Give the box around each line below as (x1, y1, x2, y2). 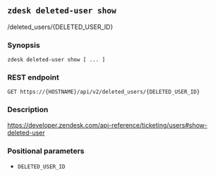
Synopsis (7, 40, 40, 50)
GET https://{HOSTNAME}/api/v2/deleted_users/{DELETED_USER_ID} (7, 88, 200, 96)
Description (7, 105, 49, 115)
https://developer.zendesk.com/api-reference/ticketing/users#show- (7, 121, 208, 129)
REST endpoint (7, 73, 60, 83)
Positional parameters (7, 146, 85, 156)
